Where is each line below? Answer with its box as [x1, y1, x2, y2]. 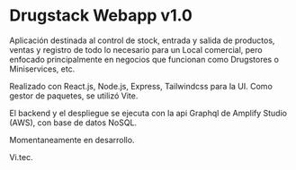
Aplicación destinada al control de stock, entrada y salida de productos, [9, 35, 275, 46]
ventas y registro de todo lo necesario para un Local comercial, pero [9, 44, 263, 55]
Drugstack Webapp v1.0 [9, 5, 193, 26]
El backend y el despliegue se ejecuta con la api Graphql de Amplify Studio [9, 107, 288, 118]
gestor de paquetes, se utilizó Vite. [9, 90, 139, 101]
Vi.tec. [9, 151, 33, 162]
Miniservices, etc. [9, 64, 76, 74]
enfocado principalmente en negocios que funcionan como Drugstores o [9, 54, 279, 64]
